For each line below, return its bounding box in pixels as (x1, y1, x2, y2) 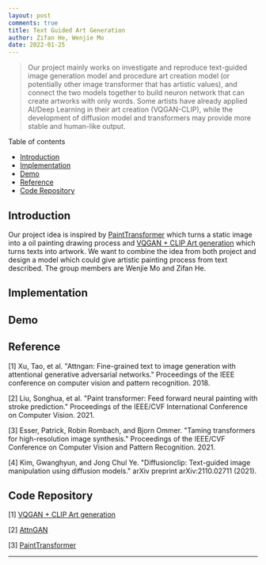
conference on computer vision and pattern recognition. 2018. (8, 377, 211, 388)
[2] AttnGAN (8, 525, 48, 535)
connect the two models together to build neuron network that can (27, 88, 245, 97)
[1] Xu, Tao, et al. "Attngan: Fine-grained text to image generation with (8, 361, 236, 370)
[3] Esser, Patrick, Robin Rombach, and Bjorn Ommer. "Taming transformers (8, 425, 256, 435)
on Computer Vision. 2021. (8, 410, 95, 419)
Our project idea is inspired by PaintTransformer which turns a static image (8, 229, 253, 239)
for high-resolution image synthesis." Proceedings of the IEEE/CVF (8, 434, 226, 443)
